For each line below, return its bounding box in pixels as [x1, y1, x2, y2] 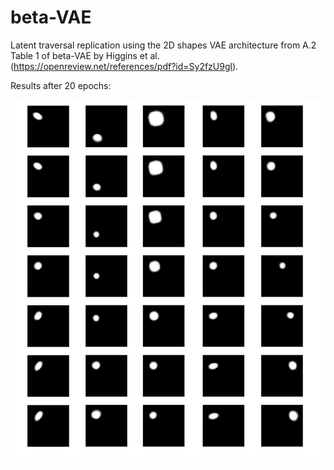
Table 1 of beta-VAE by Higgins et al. [10, 49, 160, 61]
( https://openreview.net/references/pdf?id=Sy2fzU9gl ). [10, 60, 239, 72]
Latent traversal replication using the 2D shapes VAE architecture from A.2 [10, 39, 317, 51]
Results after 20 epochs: [10, 79, 112, 91]
